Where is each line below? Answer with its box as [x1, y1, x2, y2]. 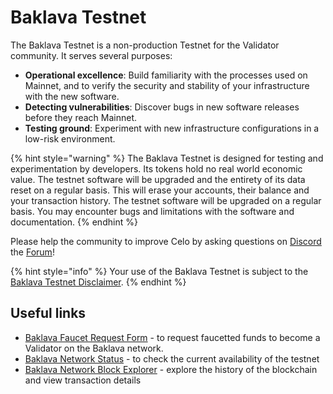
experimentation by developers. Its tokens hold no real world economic [10, 162, 303, 175]
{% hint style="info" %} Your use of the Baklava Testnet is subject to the [10, 265, 309, 277]
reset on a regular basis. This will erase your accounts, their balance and [10, 184, 310, 196]
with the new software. [24, 90, 120, 102]
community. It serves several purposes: [10, 49, 173, 61]
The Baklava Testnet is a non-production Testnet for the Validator [10, 39, 280, 51]
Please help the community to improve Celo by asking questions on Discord [10, 235, 322, 247]
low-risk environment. [24, 132, 116, 145]
